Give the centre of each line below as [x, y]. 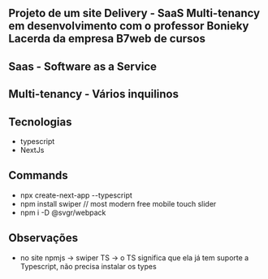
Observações [43, 238]
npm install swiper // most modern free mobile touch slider [118, 203]
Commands [39, 175]
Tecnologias [40, 122]
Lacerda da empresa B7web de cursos [107, 39]
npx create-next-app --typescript [76, 195]
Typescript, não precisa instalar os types [88, 266]
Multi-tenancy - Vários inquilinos [94, 94]
